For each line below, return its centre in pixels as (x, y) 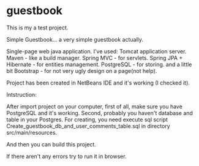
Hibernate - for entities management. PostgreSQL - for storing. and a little (99, 64)
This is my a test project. (37, 28)
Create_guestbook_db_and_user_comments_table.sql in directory (88, 126)
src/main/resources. (32, 132)
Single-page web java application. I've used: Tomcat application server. (96, 51)
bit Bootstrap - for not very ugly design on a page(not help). (82, 70)
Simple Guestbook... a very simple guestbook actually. (75, 39)
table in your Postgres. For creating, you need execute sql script (87, 119)
